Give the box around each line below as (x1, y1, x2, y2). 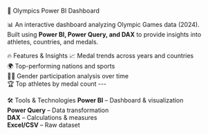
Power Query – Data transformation (7, 106, 109, 114)
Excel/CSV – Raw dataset (7, 121, 81, 129)
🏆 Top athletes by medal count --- (7, 80, 107, 88)
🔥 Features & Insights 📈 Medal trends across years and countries (7, 52, 194, 60)
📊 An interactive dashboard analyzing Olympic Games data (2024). (7, 21, 200, 28)
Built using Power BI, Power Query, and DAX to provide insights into (7, 30, 202, 38)
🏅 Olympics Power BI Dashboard (7, 7, 100, 15)
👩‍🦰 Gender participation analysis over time (7, 72, 129, 80)
